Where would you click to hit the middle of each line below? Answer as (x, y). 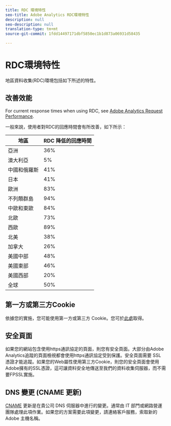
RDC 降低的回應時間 (68, 140)
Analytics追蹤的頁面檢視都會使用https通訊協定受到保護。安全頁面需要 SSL (83, 355)
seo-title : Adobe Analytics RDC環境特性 (47, 15)
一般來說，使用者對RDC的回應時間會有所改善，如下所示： (66, 126)
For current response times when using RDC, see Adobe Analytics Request (84, 111)
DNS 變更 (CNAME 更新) (44, 392)
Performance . (20, 116)
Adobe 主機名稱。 (24, 418)
